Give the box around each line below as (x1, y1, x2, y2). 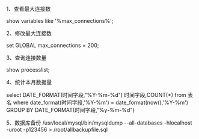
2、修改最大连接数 (6, 29, 52, 37)
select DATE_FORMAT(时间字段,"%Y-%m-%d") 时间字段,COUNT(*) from (6, 91, 186, 98)
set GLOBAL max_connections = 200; (6, 42, 99, 49)
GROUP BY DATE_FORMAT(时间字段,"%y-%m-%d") (6, 107, 135, 113)
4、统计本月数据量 (6, 79, 52, 85)
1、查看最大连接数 (6, 5, 51, 12)
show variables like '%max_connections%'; (6, 17, 114, 24)
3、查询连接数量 (6, 54, 47, 61)
